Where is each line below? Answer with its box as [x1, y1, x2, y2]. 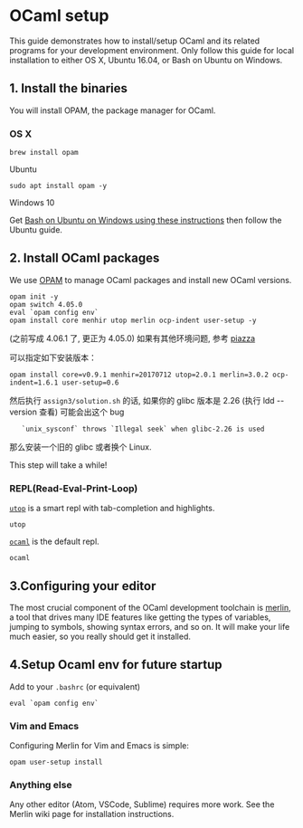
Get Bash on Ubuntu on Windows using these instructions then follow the [9, 214, 282, 226]
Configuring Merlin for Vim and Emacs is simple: [9, 740, 190, 751]
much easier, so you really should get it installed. [9, 631, 192, 642]
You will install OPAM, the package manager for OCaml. [9, 105, 216, 116]
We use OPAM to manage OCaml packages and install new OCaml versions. [9, 274, 292, 285]
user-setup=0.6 [62, 377, 119, 387]
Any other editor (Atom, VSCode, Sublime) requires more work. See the [9, 799, 275, 810]
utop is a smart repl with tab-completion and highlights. [9, 503, 215, 514]
